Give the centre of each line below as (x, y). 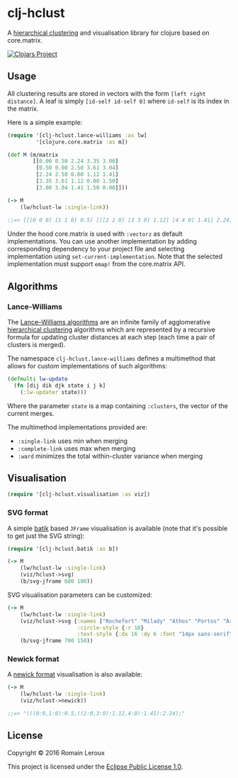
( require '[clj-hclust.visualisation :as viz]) (79, 495)
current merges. (31, 413)
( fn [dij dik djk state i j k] (60, 385)
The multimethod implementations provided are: (77, 427)
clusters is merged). (36, 344)
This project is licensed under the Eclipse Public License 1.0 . (95, 766)
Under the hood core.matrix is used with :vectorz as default (95, 234)
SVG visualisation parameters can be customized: (80, 595)
